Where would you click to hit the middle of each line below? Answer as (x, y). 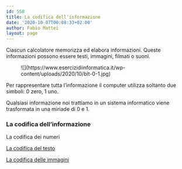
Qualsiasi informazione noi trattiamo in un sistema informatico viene (88, 103)
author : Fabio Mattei (32, 28)
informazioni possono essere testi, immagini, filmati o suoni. (78, 56)
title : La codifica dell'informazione (53, 17)
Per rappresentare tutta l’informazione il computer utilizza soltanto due (91, 85)
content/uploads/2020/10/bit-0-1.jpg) (66, 74)
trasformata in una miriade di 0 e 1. (48, 109)
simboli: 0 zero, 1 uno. (32, 92)
